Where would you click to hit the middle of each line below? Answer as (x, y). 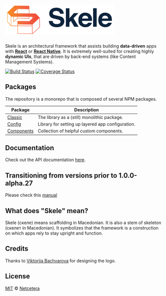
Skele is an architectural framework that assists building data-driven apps (81, 46)
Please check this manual (31, 195)
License (18, 276)
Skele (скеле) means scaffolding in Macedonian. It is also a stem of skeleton (83, 223)
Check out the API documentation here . (45, 160)
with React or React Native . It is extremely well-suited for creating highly (80, 51)
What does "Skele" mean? (47, 210)
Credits (17, 249)
